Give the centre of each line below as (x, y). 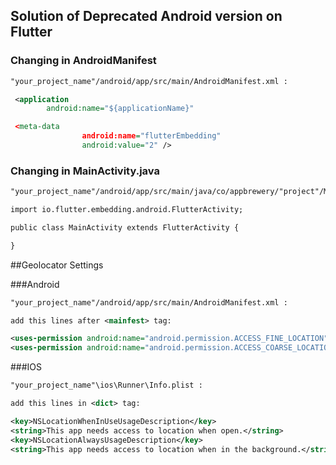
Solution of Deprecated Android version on (146, 16)
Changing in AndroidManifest (83, 61)
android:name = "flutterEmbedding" (151, 136)
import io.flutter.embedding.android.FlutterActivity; (127, 210)
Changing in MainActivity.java (85, 171)
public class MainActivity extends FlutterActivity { (125, 227)
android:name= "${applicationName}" (120, 109)
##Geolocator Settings (57, 265)
